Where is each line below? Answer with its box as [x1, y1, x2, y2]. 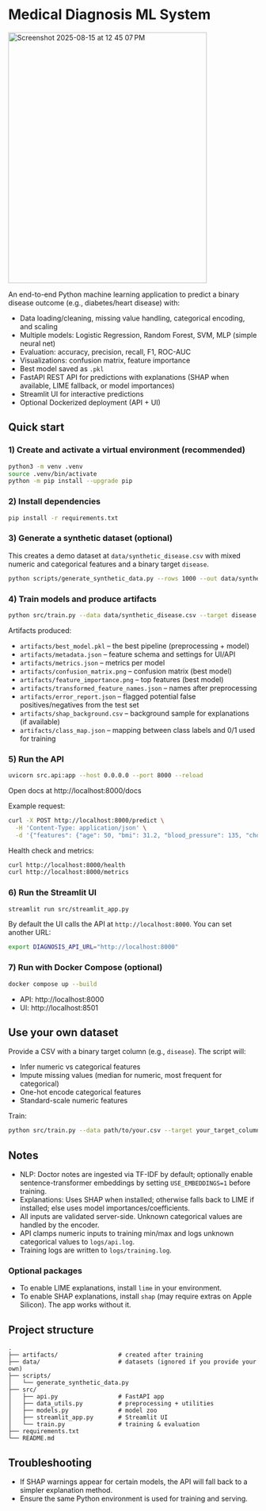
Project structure [8, 1323, 94, 1337]
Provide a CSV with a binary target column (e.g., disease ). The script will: [8, 1047, 247, 1057]
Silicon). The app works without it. [19, 1300, 132, 1310]
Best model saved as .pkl [19, 363, 104, 374]
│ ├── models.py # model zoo [8, 1406, 158, 1415]
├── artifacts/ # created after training [8, 1351, 203, 1360]
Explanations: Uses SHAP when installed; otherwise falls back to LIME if [19, 1195, 255, 1205]
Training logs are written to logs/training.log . [19, 1245, 172, 1255]
